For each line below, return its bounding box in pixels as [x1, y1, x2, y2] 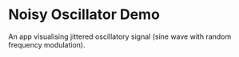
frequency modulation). [8, 40, 86, 49]
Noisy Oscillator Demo [8, 6, 160, 24]
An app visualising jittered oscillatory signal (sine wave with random [8, 32, 232, 41]
